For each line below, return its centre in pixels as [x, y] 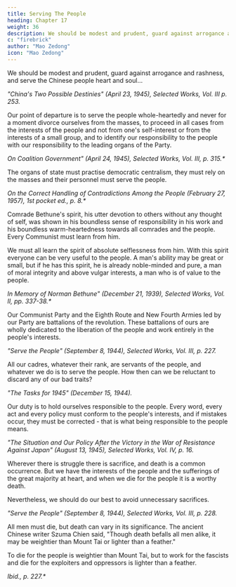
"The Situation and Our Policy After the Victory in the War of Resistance [111, 442]
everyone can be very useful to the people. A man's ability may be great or [116, 258]
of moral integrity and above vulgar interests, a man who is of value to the [114, 272]
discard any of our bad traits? [50, 379]
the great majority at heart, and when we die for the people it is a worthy [112, 478]
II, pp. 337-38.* [29, 301]
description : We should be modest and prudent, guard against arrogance [116, 33]
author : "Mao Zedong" [39, 46]
